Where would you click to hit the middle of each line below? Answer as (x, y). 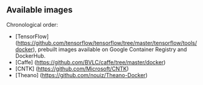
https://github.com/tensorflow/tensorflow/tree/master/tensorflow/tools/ (107, 42)
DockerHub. (30, 56)
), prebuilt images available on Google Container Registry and (110, 49)
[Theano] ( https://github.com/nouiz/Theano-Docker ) (81, 75)
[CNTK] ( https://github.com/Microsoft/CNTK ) (72, 69)
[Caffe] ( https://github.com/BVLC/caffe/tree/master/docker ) (90, 62)
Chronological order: (32, 24)
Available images (40, 10)
